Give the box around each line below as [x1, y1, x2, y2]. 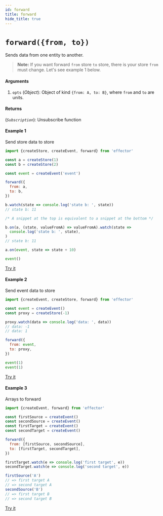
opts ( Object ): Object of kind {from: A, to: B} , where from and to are [12, 89, 155, 95]
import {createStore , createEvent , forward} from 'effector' [5, 148, 134, 153]
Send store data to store [5, 139, 54, 145]
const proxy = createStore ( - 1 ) [5, 310, 70, 316]
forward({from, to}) [5, 37, 90, 47]
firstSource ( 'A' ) [5, 473, 41, 479]
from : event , [9, 342, 37, 347]
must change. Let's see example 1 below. [17, 67, 101, 73]
